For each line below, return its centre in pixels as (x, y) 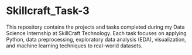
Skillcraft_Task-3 (48, 11)
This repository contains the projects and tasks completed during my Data (95, 27)
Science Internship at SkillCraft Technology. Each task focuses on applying (96, 33)
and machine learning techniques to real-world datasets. (74, 46)
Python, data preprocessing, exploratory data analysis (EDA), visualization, (96, 39)
